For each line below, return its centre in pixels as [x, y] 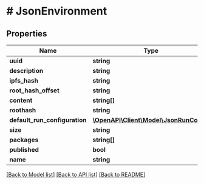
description [26, 71]
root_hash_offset [34, 90]
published [24, 150]
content [21, 100]
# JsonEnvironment [57, 11]
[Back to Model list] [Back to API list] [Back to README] [76, 175]
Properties [27, 34]
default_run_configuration [48, 120]
